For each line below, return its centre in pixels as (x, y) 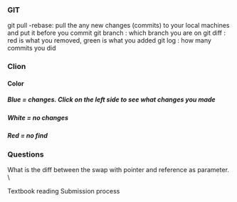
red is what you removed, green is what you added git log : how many (110, 41)
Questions (26, 154)
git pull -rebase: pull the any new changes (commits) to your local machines (118, 26)
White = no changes (38, 117)
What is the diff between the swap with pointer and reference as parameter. (118, 169)
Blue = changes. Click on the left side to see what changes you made (111, 100)
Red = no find (28, 136)
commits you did (32, 48)
